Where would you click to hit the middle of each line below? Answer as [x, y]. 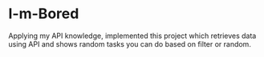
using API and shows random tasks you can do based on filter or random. [130, 44]
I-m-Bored [44, 14]
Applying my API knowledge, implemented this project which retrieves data [132, 36]
